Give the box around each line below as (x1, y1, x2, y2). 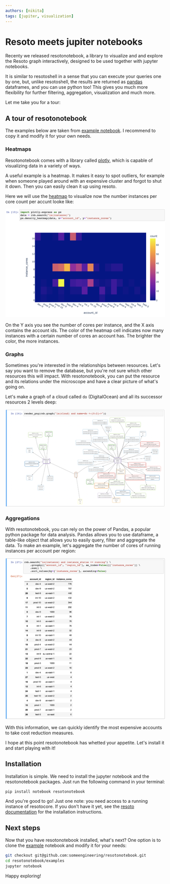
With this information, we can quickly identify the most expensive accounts (5, 724, 162, 730)
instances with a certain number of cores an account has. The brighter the (5, 333, 161, 339)
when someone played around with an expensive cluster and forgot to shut (5, 178, 162, 184)
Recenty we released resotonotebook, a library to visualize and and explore (5, 53, 163, 59)
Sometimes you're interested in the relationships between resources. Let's (5, 362, 161, 368)
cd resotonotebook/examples (5, 858, 65, 864)
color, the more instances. (5, 338, 60, 345)
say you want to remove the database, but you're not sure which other (5, 368, 152, 374)
